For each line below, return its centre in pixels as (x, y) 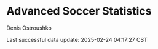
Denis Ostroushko (29, 28)
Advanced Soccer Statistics (79, 11)
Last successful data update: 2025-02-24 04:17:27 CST (77, 39)
